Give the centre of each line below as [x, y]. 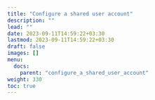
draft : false [26, 46]
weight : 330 [25, 79]
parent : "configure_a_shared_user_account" [85, 73]
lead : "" [20, 27]
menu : [15, 60]
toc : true [22, 86]
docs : [22, 66]
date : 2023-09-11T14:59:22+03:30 [56, 33]
